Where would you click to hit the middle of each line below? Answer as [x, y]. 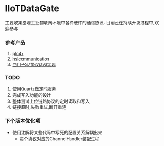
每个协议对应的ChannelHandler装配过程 [59, 138]
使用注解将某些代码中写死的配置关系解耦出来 [57, 132]
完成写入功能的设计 [32, 95]
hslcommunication [31, 59]
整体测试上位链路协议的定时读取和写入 [51, 101]
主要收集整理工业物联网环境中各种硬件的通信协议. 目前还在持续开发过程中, [80, 22]
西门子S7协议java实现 [34, 64]
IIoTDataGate [32, 9]
